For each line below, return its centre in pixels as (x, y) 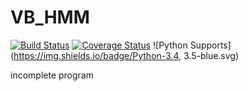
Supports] (210, 45)
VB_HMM (50, 17)
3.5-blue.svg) (211, 55)
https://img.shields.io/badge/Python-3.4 (96, 55)
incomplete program (52, 75)
